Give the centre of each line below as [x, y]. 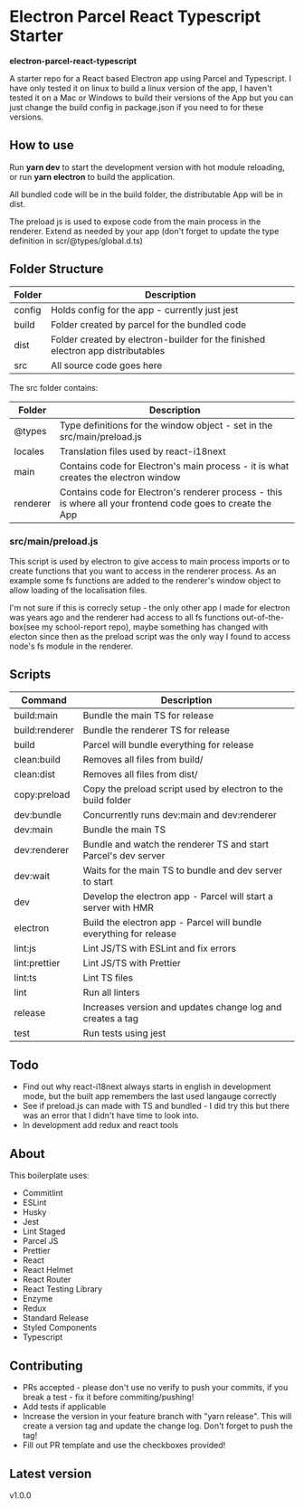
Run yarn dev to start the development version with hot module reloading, [147, 167]
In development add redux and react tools [100, 1125]
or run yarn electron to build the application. [92, 176]
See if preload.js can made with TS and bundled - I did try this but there [156, 1106]
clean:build [38, 759]
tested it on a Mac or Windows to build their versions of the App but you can [152, 98]
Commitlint [43, 1193]
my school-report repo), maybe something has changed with [155, 627]
